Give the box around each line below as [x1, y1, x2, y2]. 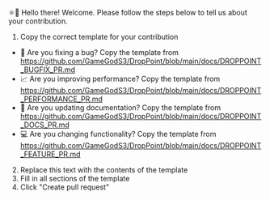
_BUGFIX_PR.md [19, 65, 75, 74]
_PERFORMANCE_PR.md [19, 94, 103, 104]
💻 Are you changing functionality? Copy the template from [19, 130, 217, 138]
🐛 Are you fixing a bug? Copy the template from [19, 48, 179, 57]
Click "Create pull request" [19, 182, 110, 192]
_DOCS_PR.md [19, 120, 70, 130]
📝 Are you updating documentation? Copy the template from [19, 103, 221, 113]
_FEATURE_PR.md [19, 150, 81, 159]
